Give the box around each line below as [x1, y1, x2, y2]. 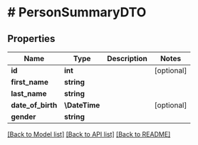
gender [11, 112, 36, 122]
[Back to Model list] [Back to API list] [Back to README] [7, 130, 171, 139]
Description [106, 54, 148, 63]
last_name [11, 89, 47, 98]
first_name [11, 77, 48, 87]
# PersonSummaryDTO [7, 4, 147, 21]
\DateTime [63, 100, 100, 110]
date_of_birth [11, 100, 58, 110]
